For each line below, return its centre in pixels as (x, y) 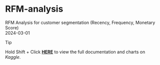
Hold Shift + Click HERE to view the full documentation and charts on (75, 52)
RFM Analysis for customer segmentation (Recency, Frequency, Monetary (80, 22)
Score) (12, 27)
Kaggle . (13, 57)
